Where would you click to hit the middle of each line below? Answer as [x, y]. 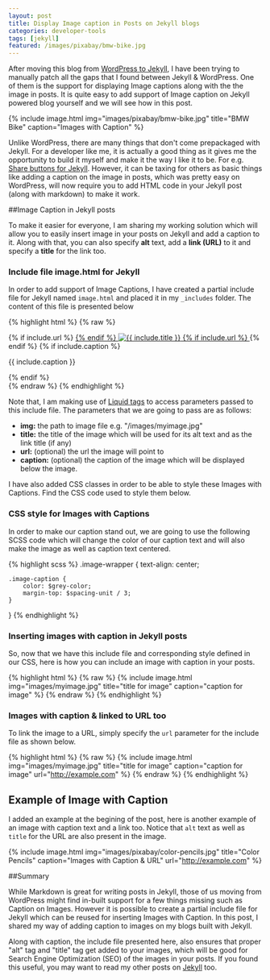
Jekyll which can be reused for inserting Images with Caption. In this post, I [133, 918]
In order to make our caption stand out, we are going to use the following [129, 531]
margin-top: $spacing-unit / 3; [77, 593]
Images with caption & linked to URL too [87, 716]
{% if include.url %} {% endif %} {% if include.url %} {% [134, 338]
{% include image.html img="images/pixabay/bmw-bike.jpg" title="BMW [129, 118]
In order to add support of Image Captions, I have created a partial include [131, 289]
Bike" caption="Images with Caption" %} [76, 127]
